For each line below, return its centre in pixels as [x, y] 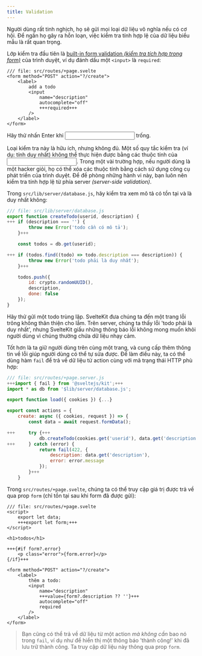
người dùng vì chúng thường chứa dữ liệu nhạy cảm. [71, 336]
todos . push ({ [34, 277]
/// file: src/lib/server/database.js [55, 211]
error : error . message [77, 461]
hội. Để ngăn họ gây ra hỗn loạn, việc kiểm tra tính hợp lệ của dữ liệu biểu [98, 35]
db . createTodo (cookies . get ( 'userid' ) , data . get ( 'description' [119, 438]
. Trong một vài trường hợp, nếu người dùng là [134, 161]
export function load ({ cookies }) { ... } [60, 400]
